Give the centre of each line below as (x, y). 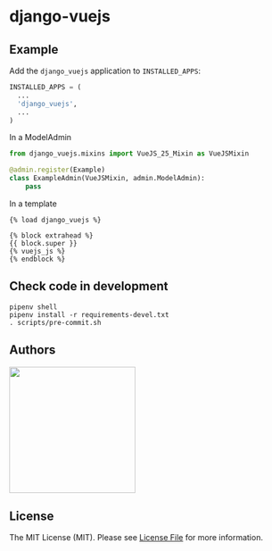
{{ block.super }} (43, 243)
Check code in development (89, 286)
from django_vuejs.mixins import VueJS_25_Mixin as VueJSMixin (129, 154)
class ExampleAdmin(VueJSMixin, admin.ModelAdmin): (107, 179)
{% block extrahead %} (51, 235)
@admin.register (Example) (57, 170)
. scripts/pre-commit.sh (55, 322)
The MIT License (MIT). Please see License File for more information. (136, 538)
